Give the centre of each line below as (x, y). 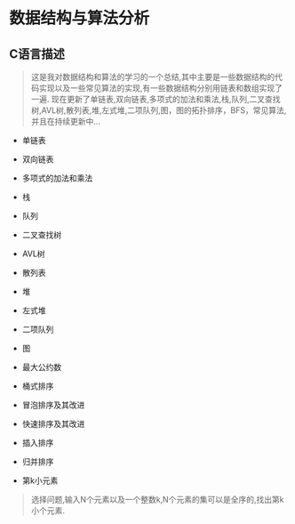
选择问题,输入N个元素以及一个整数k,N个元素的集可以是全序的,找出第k (157, 500)
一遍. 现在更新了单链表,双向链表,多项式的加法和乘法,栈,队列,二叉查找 (155, 99)
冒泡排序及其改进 (53, 405)
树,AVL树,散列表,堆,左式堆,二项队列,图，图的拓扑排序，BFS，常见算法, (159, 110)
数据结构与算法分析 (80, 18)
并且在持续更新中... (65, 121)
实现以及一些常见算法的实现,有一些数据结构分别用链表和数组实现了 (160, 88)
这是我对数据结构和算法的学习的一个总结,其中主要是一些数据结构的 (153, 77)
